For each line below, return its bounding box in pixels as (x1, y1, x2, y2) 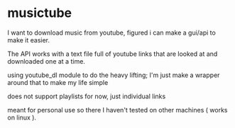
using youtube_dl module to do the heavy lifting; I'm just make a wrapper (7, 71, 220, 79)
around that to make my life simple (7, 78, 109, 86)
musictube (7, 5, 72, 21)
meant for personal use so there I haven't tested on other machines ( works (7, 105, 228, 114)
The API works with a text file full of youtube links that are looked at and (7, 50, 218, 58)
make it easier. (7, 35, 50, 44)
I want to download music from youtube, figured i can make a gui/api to (7, 28, 217, 37)
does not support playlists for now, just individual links (7, 92, 166, 100)
